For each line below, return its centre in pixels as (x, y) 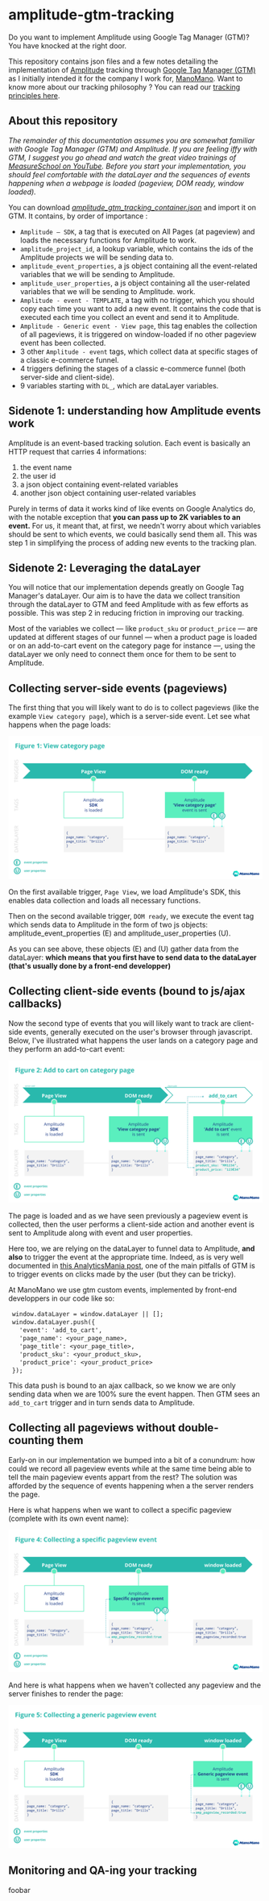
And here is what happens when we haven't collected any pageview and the (135, 1685)
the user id (38, 475)
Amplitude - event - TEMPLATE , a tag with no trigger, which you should (137, 300)
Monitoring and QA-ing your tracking (103, 1871)
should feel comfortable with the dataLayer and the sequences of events (130, 174)
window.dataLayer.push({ (53, 1322)
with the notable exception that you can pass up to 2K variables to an (124, 517)
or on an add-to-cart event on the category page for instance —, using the (132, 645)
